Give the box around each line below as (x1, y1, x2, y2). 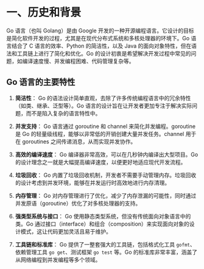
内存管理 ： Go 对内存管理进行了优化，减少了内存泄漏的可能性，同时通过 (15, 192, 197, 199)
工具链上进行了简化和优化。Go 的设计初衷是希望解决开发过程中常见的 (16, 49, 191, 57)
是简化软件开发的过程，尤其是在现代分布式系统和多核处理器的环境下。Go (6, 34, 190, 41)
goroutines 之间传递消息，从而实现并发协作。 (22, 138, 136, 145)
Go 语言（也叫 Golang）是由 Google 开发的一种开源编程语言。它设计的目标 (6, 27, 194, 34)
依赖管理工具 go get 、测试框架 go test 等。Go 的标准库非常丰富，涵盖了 (15, 248, 198, 256)
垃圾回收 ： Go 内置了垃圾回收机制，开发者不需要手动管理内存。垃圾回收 (15, 171, 197, 179)
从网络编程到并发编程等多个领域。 (15, 256, 101, 263)
